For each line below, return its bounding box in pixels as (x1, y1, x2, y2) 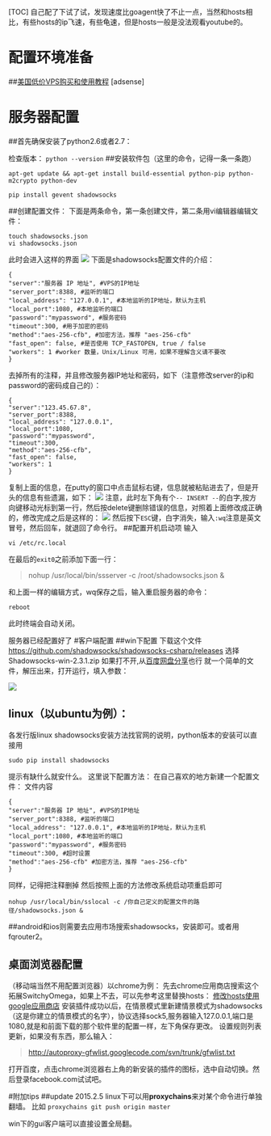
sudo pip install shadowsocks (8, 756, 110, 764)
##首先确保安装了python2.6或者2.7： (8, 136, 132, 146)
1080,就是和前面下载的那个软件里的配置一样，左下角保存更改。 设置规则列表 (8, 1021, 262, 1031)
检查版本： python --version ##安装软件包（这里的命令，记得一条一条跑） (8, 153, 256, 163)
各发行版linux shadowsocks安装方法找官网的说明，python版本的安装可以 (8, 730, 251, 740)
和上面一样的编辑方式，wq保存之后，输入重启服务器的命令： (8, 587, 210, 597)
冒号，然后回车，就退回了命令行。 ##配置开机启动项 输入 (8, 522, 198, 532)
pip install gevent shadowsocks (8, 191, 117, 199)
